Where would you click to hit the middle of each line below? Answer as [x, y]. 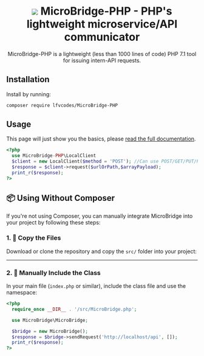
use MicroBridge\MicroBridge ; [50, 320]
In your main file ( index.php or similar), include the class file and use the [96, 286]
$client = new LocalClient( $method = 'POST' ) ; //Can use [85, 162]
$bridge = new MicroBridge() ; [50, 331]
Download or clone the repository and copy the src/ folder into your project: [102, 251]
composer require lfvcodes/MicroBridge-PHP [62, 105]
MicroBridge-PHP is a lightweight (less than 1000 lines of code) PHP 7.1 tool [102, 54]
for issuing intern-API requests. [102, 60]
